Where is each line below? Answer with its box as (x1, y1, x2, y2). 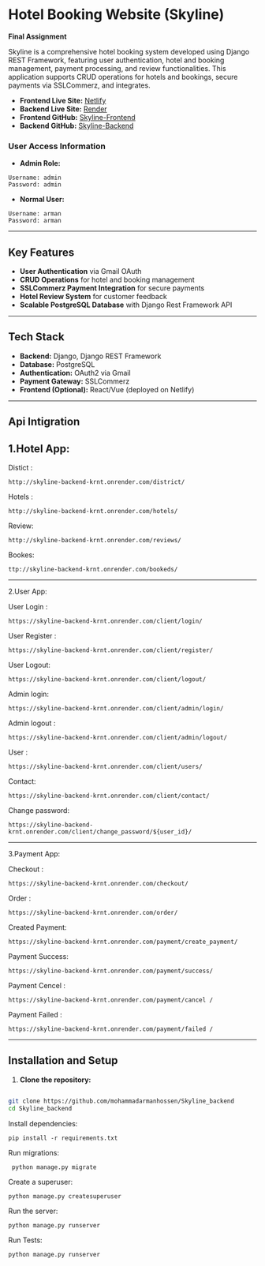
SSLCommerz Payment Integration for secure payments (19, 283, 205, 293)
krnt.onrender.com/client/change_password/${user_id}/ (8, 828, 192, 836)
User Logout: (8, 661, 51, 670)
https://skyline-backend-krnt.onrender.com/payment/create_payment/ (8, 938, 238, 946)
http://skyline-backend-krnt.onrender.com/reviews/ (8, 537, 181, 545)
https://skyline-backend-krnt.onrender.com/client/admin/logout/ (8, 734, 227, 742)
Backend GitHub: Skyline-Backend (19, 121, 134, 130)
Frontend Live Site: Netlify (19, 96, 106, 105)
